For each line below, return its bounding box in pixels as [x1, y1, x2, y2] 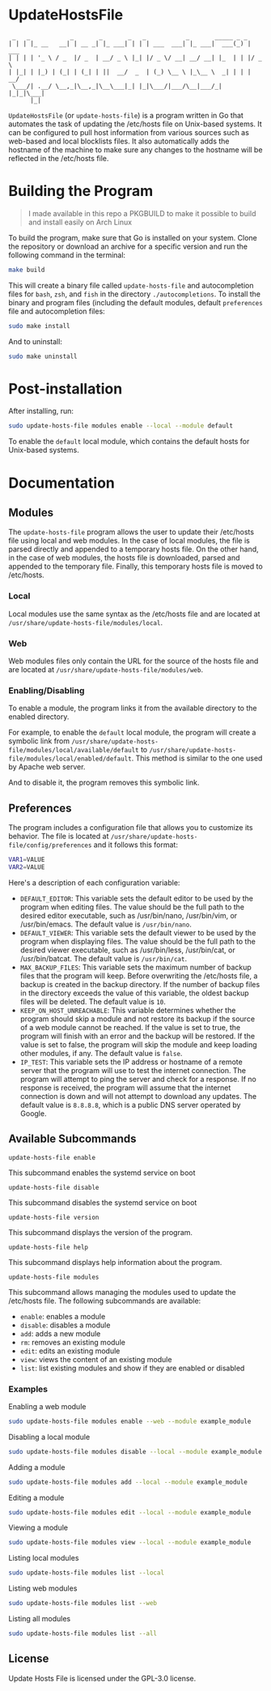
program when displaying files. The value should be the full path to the [19, 936, 256, 946]
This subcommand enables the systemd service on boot [8, 1168, 196, 1178]
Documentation [8, 474, 116, 492]
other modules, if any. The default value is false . [19, 1048, 183, 1058]
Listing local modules [8, 1553, 79, 1563]
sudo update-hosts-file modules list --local [8, 1569, 164, 1577]
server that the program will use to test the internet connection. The [19, 1065, 247, 1075]
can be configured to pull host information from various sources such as [8, 127, 249, 137]
